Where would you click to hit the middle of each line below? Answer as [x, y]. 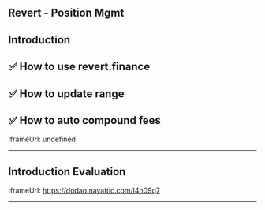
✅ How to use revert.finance [79, 67]
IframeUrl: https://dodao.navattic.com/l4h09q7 [84, 191]
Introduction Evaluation [67, 172]
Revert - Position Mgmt [66, 13]
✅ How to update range [66, 94]
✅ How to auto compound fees [85, 120]
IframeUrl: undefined [42, 139]
